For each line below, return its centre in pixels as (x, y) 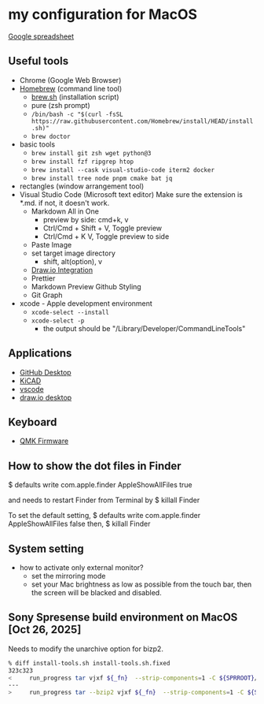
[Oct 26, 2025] (45, 630)
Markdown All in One (65, 211)
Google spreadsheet (41, 36)
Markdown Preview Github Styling (86, 286)
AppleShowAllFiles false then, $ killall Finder (79, 524)
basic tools (37, 144)
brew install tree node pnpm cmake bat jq (102, 178)
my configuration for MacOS (103, 15)
